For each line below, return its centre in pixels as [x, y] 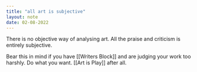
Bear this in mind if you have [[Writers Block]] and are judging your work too [98, 57]
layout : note [22, 17]
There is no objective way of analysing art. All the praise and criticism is [93, 39]
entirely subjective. [29, 45]
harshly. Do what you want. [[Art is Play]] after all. [66, 63]
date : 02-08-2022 [27, 22]
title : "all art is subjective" [46, 11]
